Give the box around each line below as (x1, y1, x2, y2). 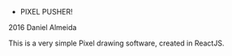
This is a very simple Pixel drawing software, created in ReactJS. (8, 38, 225, 48)
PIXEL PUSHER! (19, 7, 73, 16)
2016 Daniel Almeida (8, 23, 77, 32)
